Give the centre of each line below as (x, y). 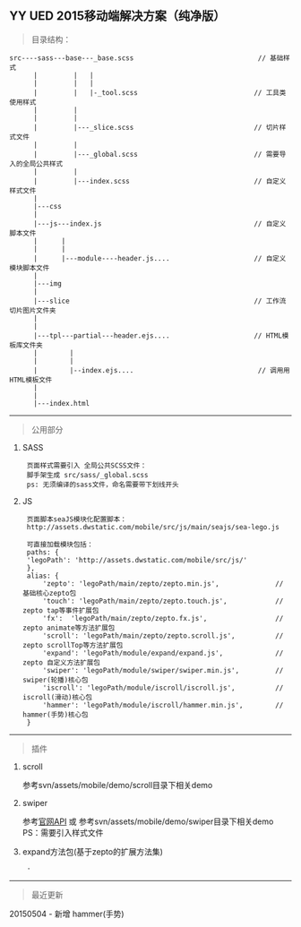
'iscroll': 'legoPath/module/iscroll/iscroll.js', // (163, 688)
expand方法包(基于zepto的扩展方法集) (93, 851)
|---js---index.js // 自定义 (159, 223)
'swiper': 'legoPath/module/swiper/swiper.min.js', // (163, 670)
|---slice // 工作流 (159, 301)
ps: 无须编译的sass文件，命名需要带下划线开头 (103, 485)
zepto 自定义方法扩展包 (61, 662)
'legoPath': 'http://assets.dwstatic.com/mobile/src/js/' (137, 560)
